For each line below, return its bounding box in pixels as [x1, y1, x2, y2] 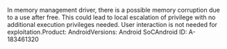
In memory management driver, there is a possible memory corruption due [7, 6, 220, 14]
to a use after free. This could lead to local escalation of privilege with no [7, 13, 216, 21]
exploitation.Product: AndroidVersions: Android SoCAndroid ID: [7, 28, 187, 36]
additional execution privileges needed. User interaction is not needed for [7, 21, 217, 28]
